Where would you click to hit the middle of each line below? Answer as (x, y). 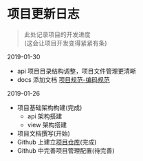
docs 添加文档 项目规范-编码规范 (63, 79)
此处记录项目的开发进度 (57, 34)
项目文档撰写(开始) (44, 133)
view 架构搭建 (47, 125)
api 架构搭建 (45, 116)
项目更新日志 (44, 14)
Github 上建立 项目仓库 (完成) (57, 142)
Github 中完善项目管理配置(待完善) (66, 150)
